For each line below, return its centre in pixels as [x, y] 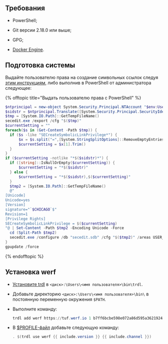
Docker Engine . [28, 49]
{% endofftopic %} [24, 256]
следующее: [18, 88]
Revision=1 [16, 214]
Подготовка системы [40, 65]
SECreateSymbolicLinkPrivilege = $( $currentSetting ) [61, 223]
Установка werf [31, 272]
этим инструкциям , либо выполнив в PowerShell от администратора [78, 83]
